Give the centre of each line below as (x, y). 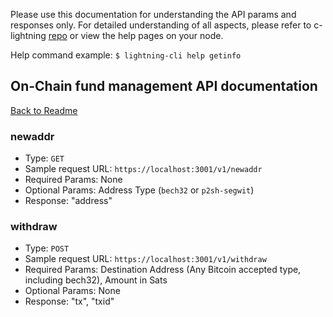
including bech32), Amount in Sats (96, 280)
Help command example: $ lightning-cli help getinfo (126, 55)
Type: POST (47, 248)
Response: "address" (68, 201)
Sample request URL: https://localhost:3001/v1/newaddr (143, 169)
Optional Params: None (72, 291)
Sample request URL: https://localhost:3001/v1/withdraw (145, 259)
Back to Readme (44, 110)
